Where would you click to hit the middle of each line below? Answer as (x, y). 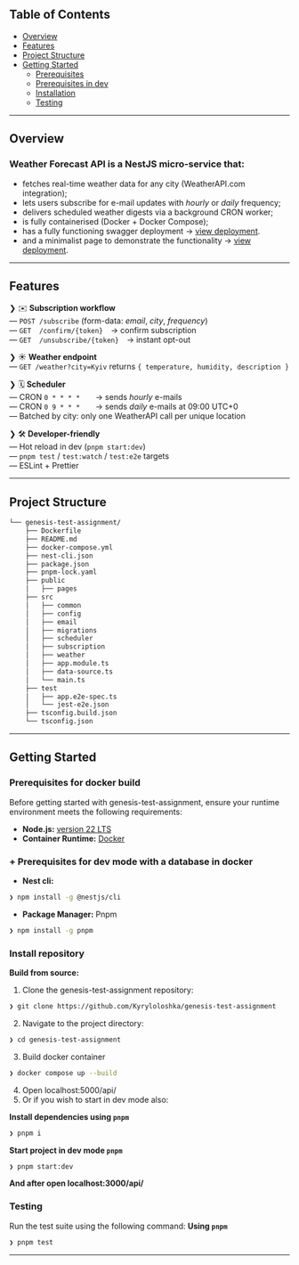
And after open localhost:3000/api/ (77, 1183)
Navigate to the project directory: (83, 1023)
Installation (55, 93)
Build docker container (64, 1057)
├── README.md (51, 539)
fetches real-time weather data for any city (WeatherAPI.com (134, 184)
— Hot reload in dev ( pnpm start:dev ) (78, 447)
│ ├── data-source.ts (69, 672)
